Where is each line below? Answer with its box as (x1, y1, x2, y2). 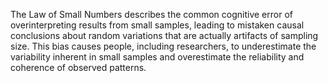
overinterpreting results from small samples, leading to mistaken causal (10, 19, 305, 31)
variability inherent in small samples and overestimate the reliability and (10, 51, 305, 63)
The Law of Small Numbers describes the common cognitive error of (10, 9, 293, 20)
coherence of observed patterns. (10, 62, 147, 73)
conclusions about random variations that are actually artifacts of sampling (10, 30, 319, 41)
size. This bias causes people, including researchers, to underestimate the (10, 40, 317, 52)
